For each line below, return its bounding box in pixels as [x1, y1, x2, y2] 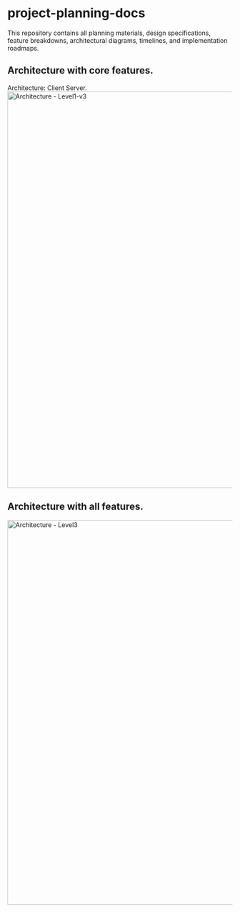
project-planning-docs [7, 5, 146, 21]
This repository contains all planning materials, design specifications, [7, 29, 211, 37]
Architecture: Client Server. [7, 84, 87, 92]
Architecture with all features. [7, 501, 144, 513]
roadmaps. [7, 44, 39, 52]
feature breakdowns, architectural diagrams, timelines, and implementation [7, 36, 228, 44]
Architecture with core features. [7, 64, 154, 76]
